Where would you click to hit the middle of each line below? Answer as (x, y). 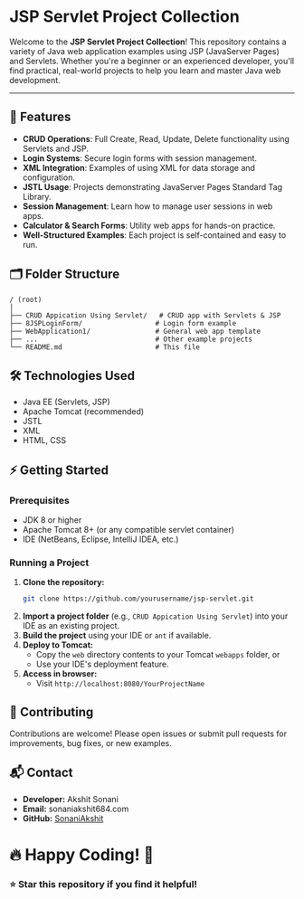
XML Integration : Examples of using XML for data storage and (139, 167)
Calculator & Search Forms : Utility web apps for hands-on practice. (149, 225)
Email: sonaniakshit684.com (76, 809)
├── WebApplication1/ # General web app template (135, 331)
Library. (37, 196)
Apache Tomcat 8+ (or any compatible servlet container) (128, 530)
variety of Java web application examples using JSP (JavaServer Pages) (145, 51)
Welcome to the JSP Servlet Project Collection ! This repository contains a (148, 42)
